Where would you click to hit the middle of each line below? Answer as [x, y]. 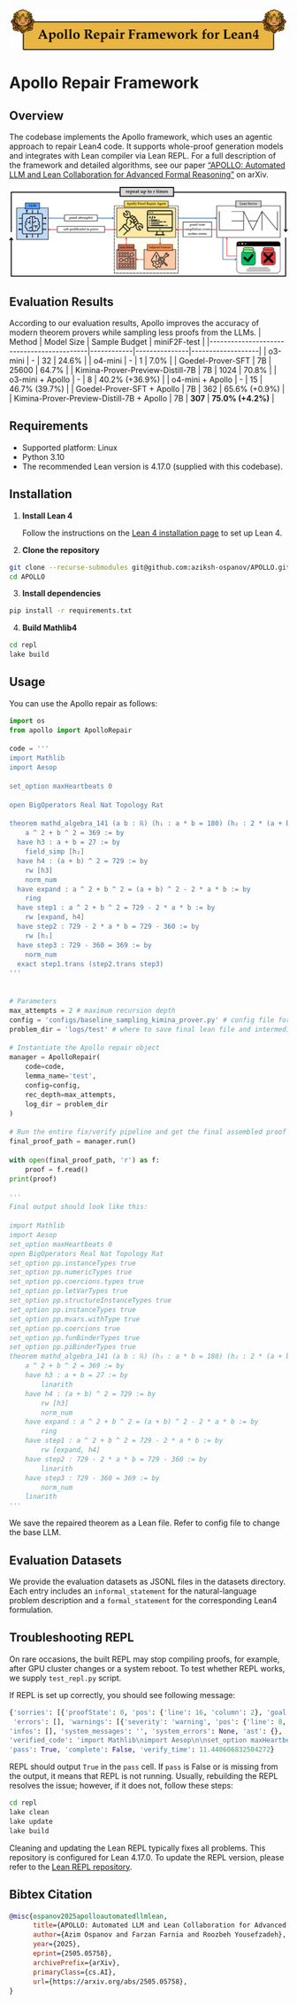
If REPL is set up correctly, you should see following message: [122, 1695]
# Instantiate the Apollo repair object [85, 1048]
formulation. [31, 1610]
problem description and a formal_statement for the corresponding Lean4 [143, 1601]
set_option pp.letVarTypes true [69, 1291]
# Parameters [33, 1002]
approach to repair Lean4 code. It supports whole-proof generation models [146, 146]
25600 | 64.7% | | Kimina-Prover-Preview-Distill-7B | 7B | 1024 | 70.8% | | [143, 370]
